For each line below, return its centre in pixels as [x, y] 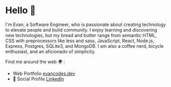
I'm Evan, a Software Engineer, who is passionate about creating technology [86, 24]
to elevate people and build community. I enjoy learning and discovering [81, 30]
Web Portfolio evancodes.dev [44, 73]
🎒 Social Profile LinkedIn [38, 79]
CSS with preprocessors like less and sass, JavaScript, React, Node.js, [80, 41]
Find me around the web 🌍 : [35, 62]
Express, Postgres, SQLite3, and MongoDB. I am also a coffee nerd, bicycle [84, 46]
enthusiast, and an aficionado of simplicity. [50, 51]
